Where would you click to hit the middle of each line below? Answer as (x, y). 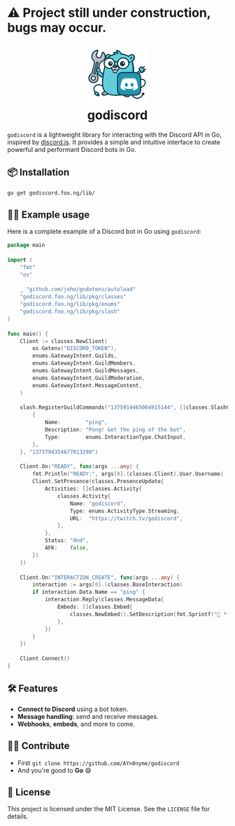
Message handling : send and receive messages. (88, 716)
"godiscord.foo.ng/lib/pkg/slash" (70, 312)
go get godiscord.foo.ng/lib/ (51, 193)
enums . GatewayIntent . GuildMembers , (84, 363)
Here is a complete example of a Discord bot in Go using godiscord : (104, 232)
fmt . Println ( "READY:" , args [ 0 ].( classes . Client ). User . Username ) (128, 474)
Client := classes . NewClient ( (64, 341)
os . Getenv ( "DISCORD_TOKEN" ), (75, 349)
